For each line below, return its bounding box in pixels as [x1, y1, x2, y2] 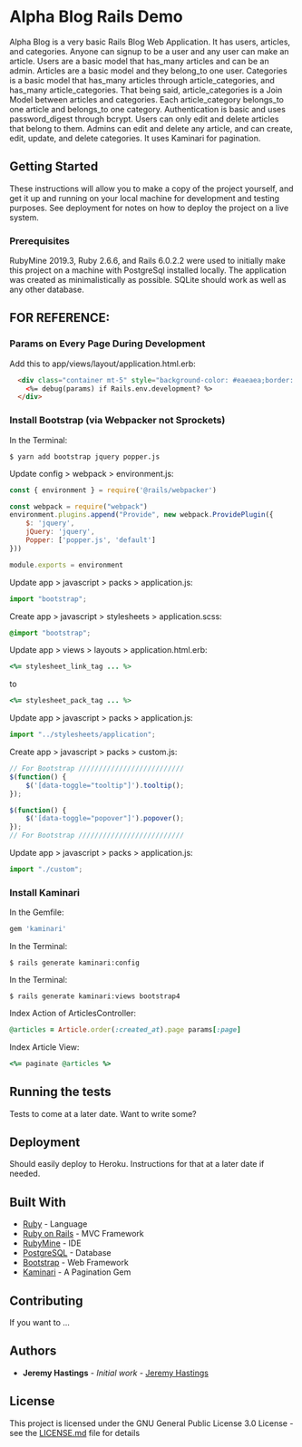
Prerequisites [9, 234, 70, 247]
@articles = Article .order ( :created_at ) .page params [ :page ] [9, 1025, 242, 1034]
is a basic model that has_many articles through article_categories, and [9, 74, 275, 85]
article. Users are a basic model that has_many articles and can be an [9, 55, 269, 66]
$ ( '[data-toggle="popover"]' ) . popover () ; [25, 814, 184, 823]
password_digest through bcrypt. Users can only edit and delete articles [9, 113, 279, 124]
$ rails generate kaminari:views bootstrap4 [9, 992, 180, 1001]
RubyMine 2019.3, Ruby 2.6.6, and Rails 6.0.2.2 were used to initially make [9, 256, 286, 267]
